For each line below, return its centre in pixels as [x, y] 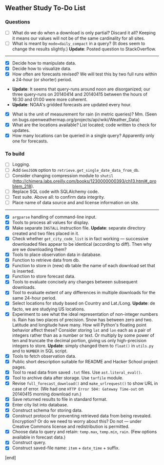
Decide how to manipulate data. [44, 63]
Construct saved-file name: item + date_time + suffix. [66, 448]
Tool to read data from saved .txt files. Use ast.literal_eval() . [77, 372]
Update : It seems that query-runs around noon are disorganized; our [81, 89]
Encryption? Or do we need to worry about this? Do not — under [77, 421]
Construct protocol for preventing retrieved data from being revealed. [82, 416]
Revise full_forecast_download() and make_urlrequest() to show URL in [85, 383]
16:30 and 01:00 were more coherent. [50, 99]
